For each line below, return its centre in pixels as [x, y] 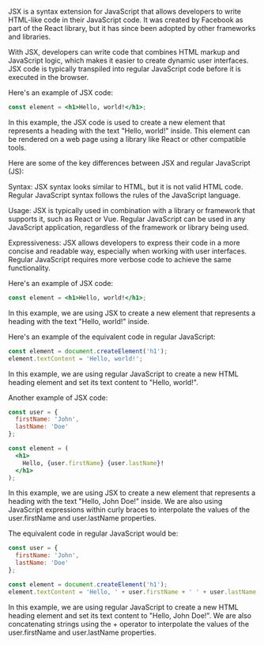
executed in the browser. [49, 77]
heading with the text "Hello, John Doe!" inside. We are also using [115, 502]
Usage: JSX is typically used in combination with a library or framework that [132, 210]
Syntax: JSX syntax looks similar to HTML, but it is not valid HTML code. [126, 186]
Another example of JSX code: [58, 397]
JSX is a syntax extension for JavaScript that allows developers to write [124, 11]
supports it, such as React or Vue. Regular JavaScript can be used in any [127, 219]
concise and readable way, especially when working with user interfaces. [128, 251]
